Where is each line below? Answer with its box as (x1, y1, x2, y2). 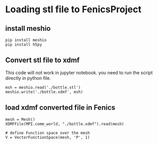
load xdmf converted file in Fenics (5, 103, 116, 112)
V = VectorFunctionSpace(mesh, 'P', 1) (5, 135, 90, 140)
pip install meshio (5, 37, 47, 43)
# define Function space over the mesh (5, 130, 90, 135)
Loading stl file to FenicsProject (5, 4, 142, 15)
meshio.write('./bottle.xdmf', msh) (5, 89, 83, 94)
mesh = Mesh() (5, 117, 36, 122)
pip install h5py (5, 42, 42, 47)
